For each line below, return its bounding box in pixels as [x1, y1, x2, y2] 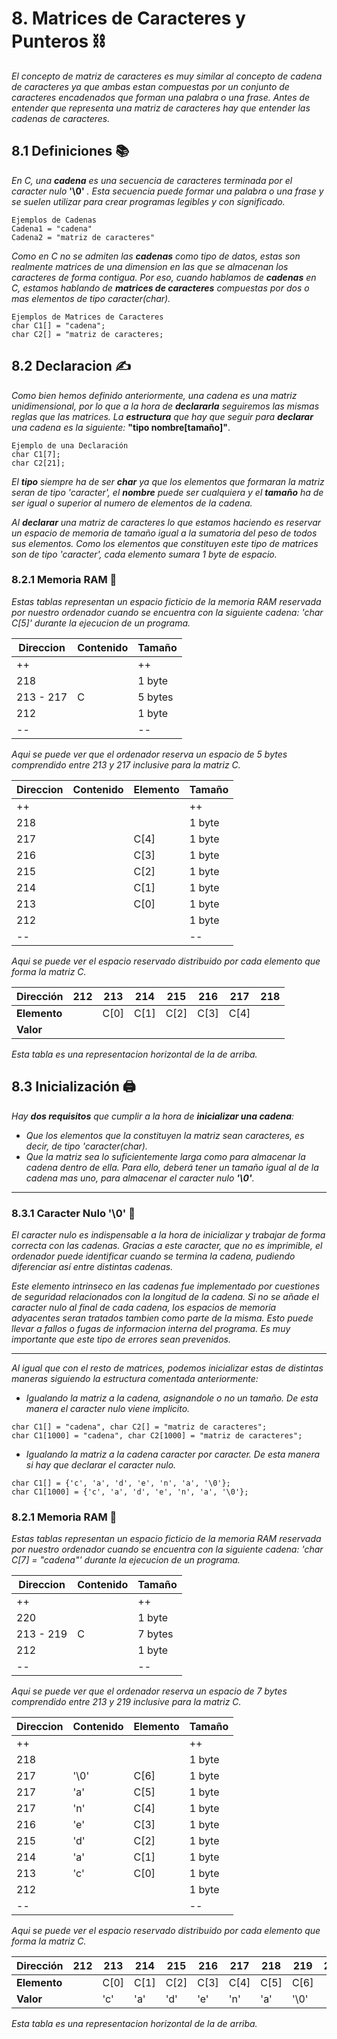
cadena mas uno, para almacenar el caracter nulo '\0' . [25, 1172, 255, 1184]
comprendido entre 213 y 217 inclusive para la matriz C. [11, 758, 241, 771]
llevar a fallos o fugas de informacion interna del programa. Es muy [11, 1322, 291, 1334]
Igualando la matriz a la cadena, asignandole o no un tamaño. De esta [25, 1392, 319, 1404]
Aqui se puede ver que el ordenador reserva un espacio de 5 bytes [11, 748, 288, 760]
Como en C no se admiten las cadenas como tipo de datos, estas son [11, 250, 301, 262]
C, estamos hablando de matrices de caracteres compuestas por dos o [11, 282, 310, 294]
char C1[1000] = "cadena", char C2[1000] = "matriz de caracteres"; [11, 1430, 303, 1441]
